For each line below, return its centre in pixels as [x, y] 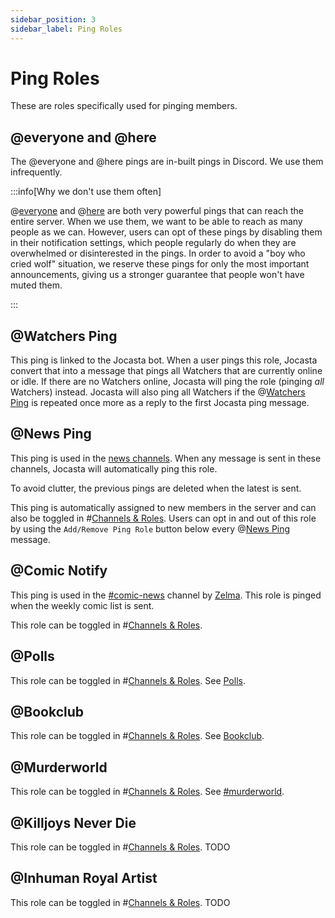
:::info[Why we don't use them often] [86, 192]
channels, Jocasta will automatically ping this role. [114, 468]
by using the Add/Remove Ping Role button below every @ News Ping [150, 528]
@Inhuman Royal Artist [84, 878]
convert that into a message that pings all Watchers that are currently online [166, 371]
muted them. [36, 285]
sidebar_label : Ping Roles [66, 29]
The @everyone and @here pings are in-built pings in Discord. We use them [167, 162]
